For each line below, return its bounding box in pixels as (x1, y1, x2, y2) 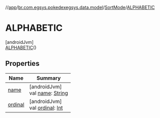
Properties (5, 59, 40, 68)
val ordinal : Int (29, 104, 63, 111)
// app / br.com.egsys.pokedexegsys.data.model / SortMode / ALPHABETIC (5, 5, 155, 10)
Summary (36, 74, 61, 81)
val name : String (29, 89, 68, 97)
